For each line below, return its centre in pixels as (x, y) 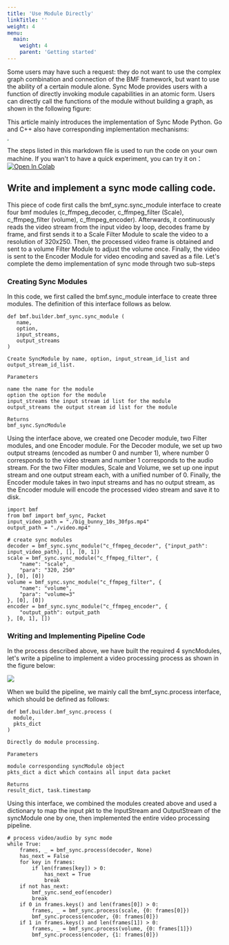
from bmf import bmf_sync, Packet (57, 516)
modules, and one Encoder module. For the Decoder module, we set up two (115, 445)
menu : (15, 33)
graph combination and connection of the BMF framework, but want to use (113, 79)
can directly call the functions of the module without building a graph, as (110, 101)
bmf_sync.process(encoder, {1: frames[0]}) (95, 935)
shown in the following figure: (49, 109)
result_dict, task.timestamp (49, 791)
